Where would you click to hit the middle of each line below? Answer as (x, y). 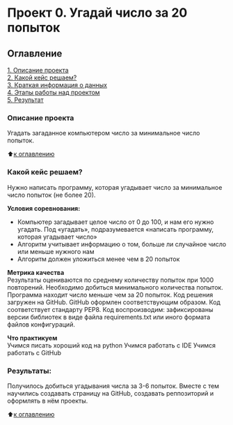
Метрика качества (36, 272)
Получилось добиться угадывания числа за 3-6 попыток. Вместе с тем (113, 386)
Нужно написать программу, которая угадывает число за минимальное (115, 187)
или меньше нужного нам (56, 251)
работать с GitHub (34, 352)
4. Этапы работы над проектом (54, 92)
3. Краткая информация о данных (57, 85)
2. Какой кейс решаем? (42, 77)
